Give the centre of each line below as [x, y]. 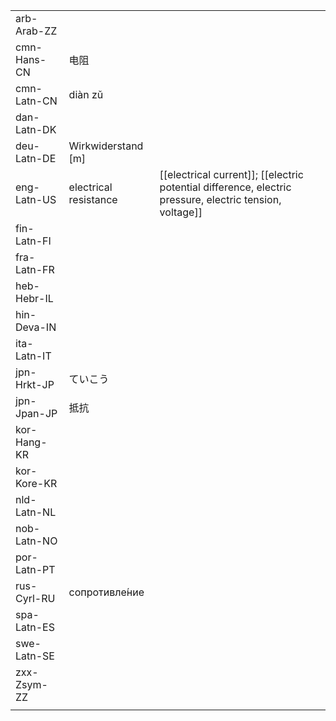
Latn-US [36, 199]
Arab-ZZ [36, 31]
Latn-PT [35, 569]
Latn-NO [36, 541]
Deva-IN [36, 327]
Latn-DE [36, 158]
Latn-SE [35, 656]
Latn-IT [33, 356]
